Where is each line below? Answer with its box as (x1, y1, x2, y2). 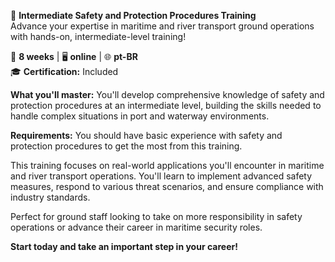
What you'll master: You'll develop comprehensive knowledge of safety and (10, 89, 325, 100)
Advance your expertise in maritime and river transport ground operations (10, 20, 315, 32)
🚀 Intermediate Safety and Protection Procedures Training (10, 10, 257, 21)
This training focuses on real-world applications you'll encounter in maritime (10, 160, 325, 171)
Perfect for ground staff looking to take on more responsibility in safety (10, 211, 303, 222)
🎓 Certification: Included (10, 66, 119, 77)
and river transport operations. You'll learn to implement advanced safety (10, 170, 313, 182)
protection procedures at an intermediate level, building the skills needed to (10, 100, 322, 111)
